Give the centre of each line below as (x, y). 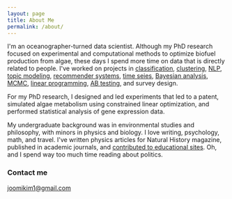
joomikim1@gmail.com (39, 188)
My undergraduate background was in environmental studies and (101, 125)
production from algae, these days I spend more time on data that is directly (116, 61)
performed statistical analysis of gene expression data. (86, 111)
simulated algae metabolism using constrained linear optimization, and (108, 104)
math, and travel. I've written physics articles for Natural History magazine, (114, 140)
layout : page (26, 14)
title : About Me (31, 20)
